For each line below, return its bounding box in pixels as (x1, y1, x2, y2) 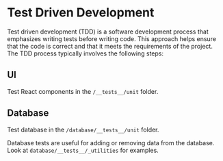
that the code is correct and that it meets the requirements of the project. (7, 42, 213, 50)
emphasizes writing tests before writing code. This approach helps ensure (7, 34, 217, 42)
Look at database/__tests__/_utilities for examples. (7, 146, 159, 154)
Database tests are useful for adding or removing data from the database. (7, 138, 215, 147)
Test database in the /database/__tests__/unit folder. (7, 125, 159, 134)
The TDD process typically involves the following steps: (7, 49, 164, 58)
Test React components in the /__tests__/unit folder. (7, 87, 159, 95)
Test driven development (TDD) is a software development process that (7, 27, 209, 36)
